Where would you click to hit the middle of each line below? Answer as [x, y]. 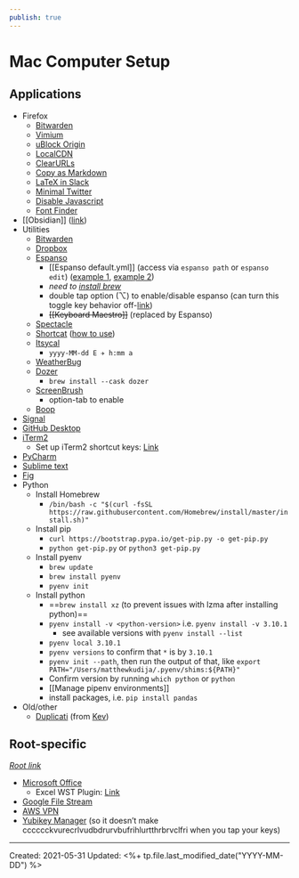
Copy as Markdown [71, 172]
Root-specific [48, 744]
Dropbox [51, 248]
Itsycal [48, 343]
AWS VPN [40, 811]
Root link [25, 766]
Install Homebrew [68, 494]
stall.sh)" [69, 520]
